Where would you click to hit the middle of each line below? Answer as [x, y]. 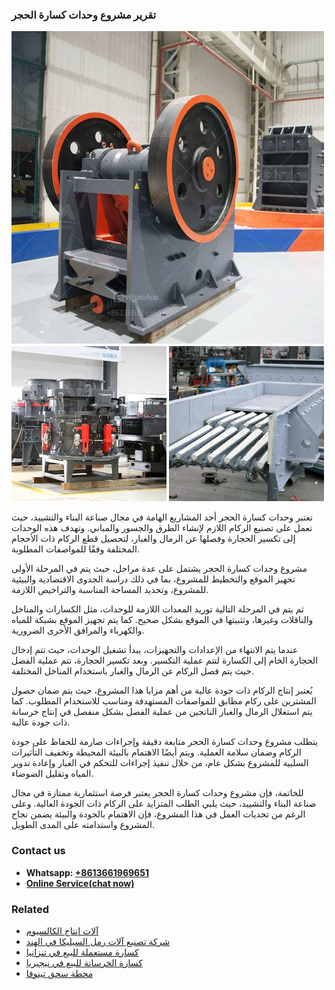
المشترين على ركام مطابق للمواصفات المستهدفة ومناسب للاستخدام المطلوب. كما [164, 701]
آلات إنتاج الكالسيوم [62, 930]
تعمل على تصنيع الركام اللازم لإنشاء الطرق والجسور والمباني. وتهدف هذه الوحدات [162, 528]
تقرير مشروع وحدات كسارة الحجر [84, 15]
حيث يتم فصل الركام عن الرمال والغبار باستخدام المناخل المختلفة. [133, 671]
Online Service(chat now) [80, 883]
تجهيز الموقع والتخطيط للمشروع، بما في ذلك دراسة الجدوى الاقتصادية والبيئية [153, 579]
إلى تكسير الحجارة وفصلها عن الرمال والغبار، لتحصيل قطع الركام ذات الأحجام [153, 539]
